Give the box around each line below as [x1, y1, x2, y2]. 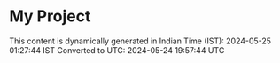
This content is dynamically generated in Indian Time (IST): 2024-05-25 [9, 35, 272, 46]
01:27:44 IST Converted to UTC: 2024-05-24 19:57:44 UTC [9, 44, 225, 55]
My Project [9, 6, 91, 27]
